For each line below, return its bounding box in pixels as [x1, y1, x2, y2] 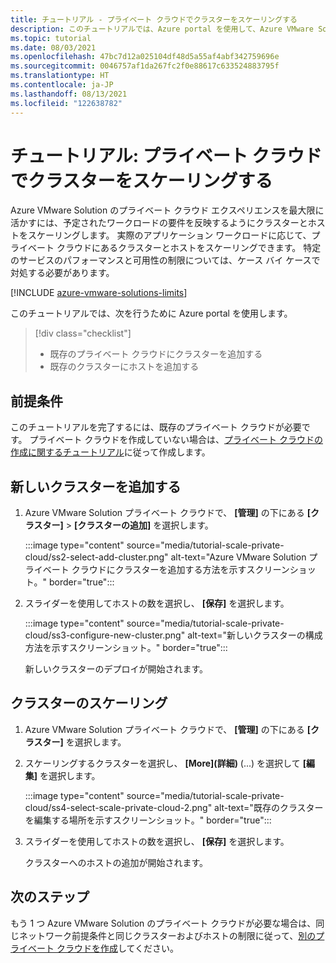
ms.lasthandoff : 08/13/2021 [10, 89, 128, 99]
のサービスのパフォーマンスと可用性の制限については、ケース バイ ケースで [10, 254, 321, 266]
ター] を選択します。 [42, 736, 127, 748]
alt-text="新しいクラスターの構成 [187, 629, 323, 641]
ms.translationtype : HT [10, 71, 110, 81]
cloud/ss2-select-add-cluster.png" [24, 551, 169, 563]
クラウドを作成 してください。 [56, 942, 180, 954]
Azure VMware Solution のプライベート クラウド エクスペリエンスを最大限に [10, 204, 325, 216]
